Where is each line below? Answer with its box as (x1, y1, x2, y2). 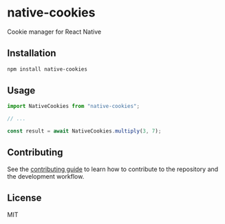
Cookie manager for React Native (7, 27, 102, 36)
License (7, 192, 42, 204)
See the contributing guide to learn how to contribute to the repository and (7, 165, 219, 173)
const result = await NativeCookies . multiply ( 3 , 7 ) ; (7, 128, 162, 135)
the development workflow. (7, 172, 85, 180)
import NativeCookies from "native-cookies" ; (7, 103, 140, 110)
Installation (7, 47, 56, 59)
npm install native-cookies (7, 65, 88, 73)
